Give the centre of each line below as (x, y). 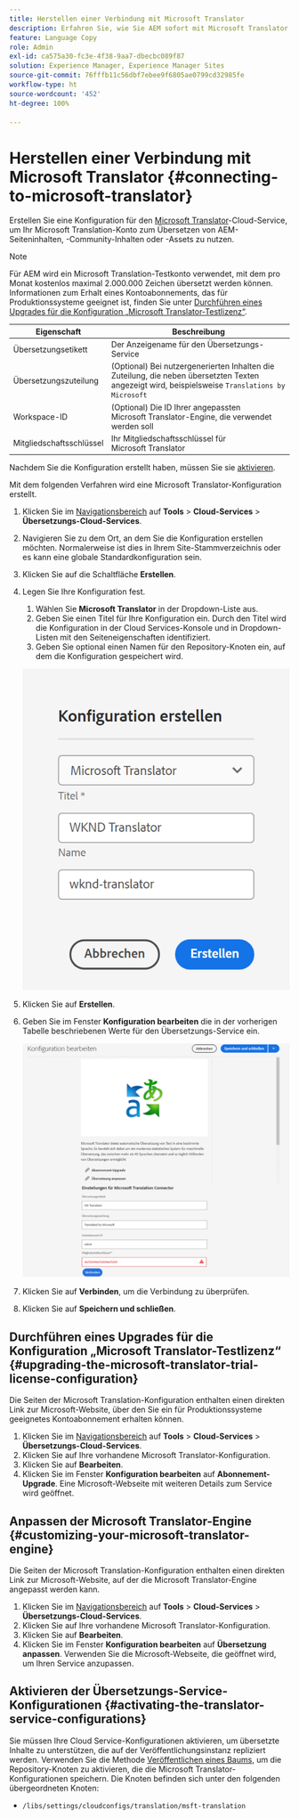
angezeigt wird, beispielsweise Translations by (198, 385)
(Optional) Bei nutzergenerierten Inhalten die (193, 366)
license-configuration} (74, 1379)
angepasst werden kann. (55, 1589)
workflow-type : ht (43, 85)
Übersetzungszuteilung (56, 380)
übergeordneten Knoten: (54, 1788)
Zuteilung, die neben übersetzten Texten (185, 376)
